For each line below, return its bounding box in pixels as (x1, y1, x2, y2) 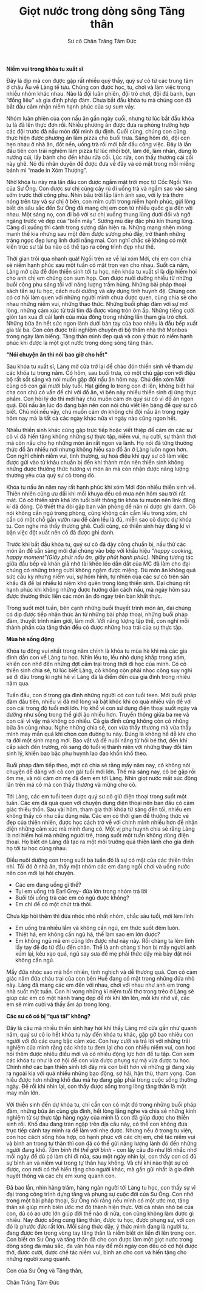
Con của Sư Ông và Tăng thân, (6, 1266, 83, 1274)
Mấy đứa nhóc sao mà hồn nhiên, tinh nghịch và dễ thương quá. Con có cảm (6, 968, 197, 976)
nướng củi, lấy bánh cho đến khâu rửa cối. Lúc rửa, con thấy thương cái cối (6, 154, 194, 161)
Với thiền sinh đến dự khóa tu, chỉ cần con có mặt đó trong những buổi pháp (6, 1101, 197, 1108)
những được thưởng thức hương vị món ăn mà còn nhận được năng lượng (6, 465, 189, 472)
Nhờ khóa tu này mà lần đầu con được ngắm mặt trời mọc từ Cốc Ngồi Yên (6, 178, 192, 185)
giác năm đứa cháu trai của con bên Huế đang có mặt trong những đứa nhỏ (6, 974, 195, 982)
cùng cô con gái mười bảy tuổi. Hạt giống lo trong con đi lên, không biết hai (6, 382, 195, 389)
